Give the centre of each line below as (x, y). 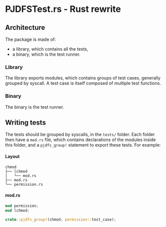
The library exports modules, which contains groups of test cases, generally (83, 78)
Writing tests (26, 122)
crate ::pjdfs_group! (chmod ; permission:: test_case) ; (61, 220)
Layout (12, 156)
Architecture (25, 28)
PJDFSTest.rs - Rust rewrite (63, 9)
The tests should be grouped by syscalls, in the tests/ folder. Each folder (80, 135)
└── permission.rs (24, 184)
